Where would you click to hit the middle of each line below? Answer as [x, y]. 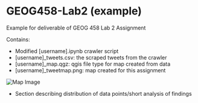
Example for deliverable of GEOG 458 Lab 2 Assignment [76, 28]
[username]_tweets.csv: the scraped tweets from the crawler [91, 57]
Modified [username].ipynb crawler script [67, 51]
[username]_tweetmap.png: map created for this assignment [90, 70]
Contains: [18, 39]
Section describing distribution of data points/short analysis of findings [103, 93]
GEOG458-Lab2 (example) [74, 11]
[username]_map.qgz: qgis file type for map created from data [93, 64]
